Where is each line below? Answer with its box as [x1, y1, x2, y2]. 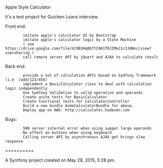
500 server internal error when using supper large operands [23, 126, 152, 131]
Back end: [5, 63, 26, 69]
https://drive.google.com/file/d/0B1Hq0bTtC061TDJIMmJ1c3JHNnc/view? [5, 46, 152, 51]
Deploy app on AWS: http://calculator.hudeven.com [23, 108, 130, 112]
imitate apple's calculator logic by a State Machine [23, 37, 136, 42]
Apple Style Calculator [5, 4, 51, 10]
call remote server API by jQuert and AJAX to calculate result [23, 55, 159, 59]
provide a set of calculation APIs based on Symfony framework [23, 73, 156, 78]
